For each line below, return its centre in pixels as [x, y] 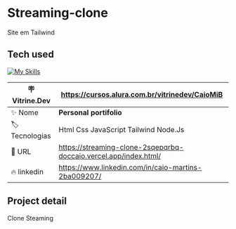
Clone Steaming [31, 218]
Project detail [37, 201]
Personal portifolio [90, 112]
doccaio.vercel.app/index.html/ [110, 156]
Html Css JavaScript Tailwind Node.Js [122, 130]
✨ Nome [25, 112]
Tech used [31, 54]
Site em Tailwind [31, 32]
